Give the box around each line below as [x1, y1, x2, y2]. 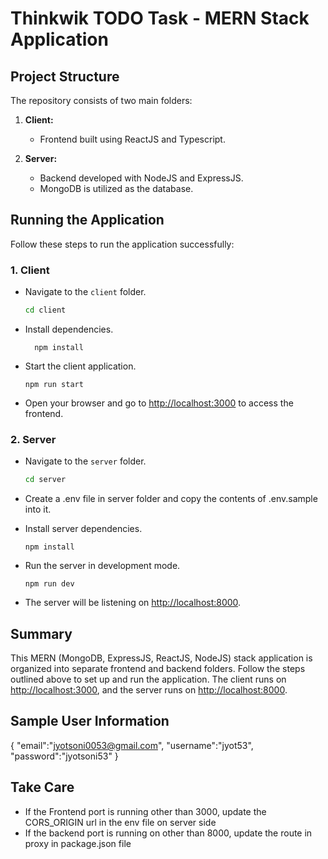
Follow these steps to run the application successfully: [10, 238, 235, 250]
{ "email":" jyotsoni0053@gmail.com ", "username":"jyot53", [10, 739, 254, 751]
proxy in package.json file [24, 837, 132, 849]
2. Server [10, 432, 57, 446]
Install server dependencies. [24, 523, 143, 535]
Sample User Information [10, 713, 170, 730]
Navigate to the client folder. [24, 286, 147, 298]
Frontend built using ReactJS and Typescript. [39, 133, 226, 145]
